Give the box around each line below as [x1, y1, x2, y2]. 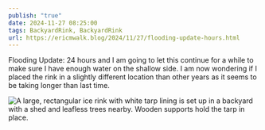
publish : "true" [8, 11, 62, 20]
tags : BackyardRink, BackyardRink [8, 26, 123, 34]
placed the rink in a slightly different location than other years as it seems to [8, 72, 257, 82]
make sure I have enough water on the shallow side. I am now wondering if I [8, 64, 257, 74]
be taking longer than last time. [8, 81, 110, 90]
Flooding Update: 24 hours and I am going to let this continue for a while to [8, 55, 254, 65]
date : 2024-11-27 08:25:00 [8, 19, 98, 27]
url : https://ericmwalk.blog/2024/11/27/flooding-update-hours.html [8, 33, 240, 42]
